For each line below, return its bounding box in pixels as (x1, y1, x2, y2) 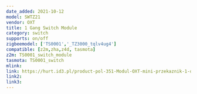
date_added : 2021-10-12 (6, 8, 64, 15)
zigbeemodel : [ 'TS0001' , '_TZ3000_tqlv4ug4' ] (6, 41, 117, 47)
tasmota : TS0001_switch (6, 57, 64, 63)
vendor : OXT (6, 19, 35, 25)
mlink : (6, 62, 22, 69)
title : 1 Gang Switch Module (6, 25, 77, 31)
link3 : (6, 79, 22, 85)
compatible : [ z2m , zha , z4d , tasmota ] (6, 47, 96, 53)
